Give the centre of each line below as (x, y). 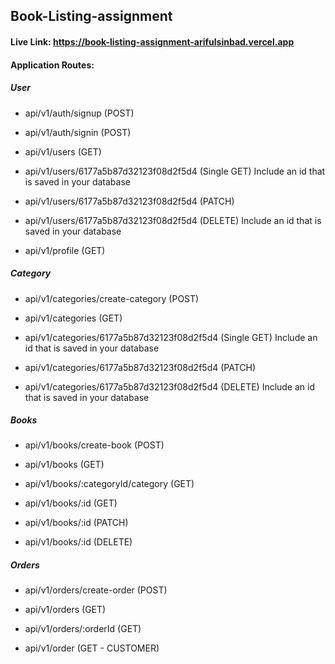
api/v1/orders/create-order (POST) (96, 590)
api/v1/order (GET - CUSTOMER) (92, 648)
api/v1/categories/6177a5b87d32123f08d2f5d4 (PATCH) (140, 367)
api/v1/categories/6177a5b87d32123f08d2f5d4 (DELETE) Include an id (170, 386)
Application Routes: (52, 65)
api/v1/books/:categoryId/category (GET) (109, 484)
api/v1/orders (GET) (65, 610)
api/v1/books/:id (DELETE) (78, 542)
